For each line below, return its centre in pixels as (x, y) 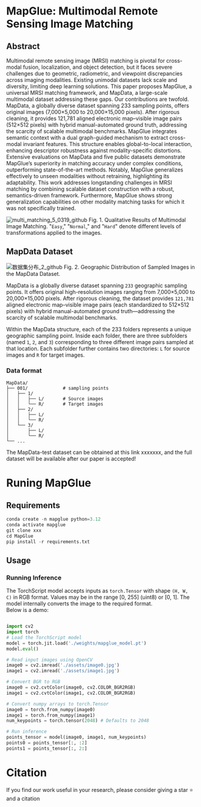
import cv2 (20, 627)
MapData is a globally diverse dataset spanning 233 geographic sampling (97, 285)
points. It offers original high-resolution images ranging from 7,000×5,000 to (101, 292)
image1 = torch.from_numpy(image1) (51, 715)
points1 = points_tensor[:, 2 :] (47, 748)
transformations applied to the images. (54, 233)
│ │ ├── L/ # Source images (55, 399)
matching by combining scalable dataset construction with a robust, (90, 189)
